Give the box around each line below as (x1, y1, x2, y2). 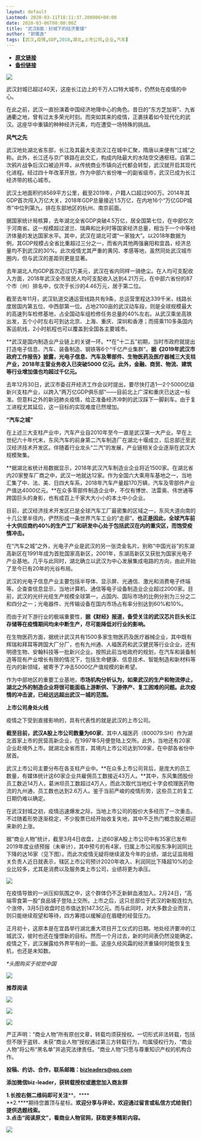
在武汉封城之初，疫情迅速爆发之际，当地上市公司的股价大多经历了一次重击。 (6, 808, 196, 814)
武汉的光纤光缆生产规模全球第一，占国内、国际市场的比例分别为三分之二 (16, 593, 196, 600)
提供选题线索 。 (6, 1107, 43, 1114)
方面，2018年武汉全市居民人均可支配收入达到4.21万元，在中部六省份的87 (11, 275, 193, 282)
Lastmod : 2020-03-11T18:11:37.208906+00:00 (6, 14, 117, 20)
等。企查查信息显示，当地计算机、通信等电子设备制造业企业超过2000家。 (6, 585, 188, 592)
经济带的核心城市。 (6, 177, 54, 183)
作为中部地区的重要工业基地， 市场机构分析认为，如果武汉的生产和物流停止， (6, 676, 196, 683)
